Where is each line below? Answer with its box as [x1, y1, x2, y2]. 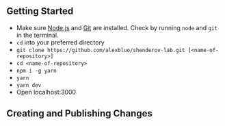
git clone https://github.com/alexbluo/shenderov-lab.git [16, 47, 185, 53]
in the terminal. [16, 31, 59, 39]
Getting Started [6, 5, 74, 17]
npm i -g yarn [16, 67, 57, 74]
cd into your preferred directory [16, 38, 105, 47]
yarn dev [16, 81, 42, 88]
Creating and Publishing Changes [6, 108, 153, 119]
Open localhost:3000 [16, 88, 77, 96]
